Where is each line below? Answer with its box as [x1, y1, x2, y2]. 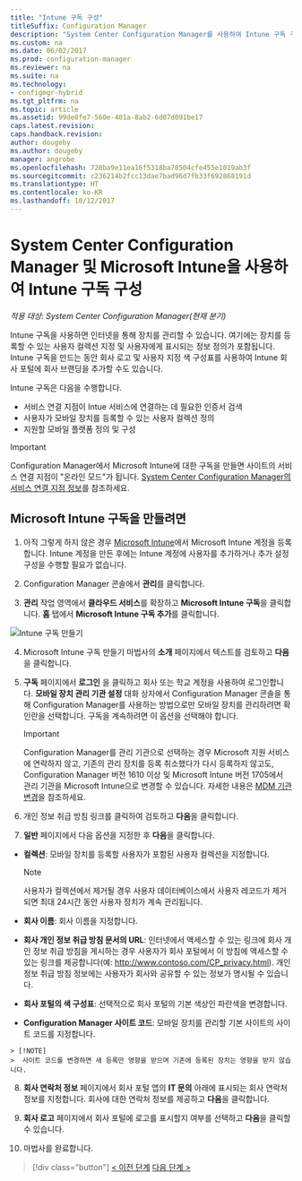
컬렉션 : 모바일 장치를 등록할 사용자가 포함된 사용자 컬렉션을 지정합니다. [22, 849, 270, 859]
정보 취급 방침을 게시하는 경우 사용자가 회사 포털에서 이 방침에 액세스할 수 [32, 945, 289, 956]
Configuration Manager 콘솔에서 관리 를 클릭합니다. [22, 578, 205, 589]
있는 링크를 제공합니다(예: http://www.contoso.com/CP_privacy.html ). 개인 [22, 956, 291, 968]
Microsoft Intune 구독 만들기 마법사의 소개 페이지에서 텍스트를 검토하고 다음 [22, 646, 289, 657]
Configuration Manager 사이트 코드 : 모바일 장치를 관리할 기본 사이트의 [22, 1017, 274, 1028]
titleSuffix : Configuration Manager [10, 22, 147, 30]
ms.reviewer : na [10, 64, 71, 73]
